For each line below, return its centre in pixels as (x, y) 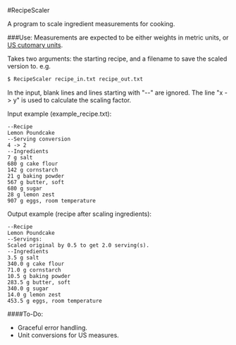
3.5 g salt (23, 258)
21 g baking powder (36, 176)
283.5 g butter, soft (39, 282)
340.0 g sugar (28, 289)
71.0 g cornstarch (34, 270)
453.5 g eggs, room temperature (55, 301)
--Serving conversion (39, 139)
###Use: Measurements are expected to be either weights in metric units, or (118, 37)
